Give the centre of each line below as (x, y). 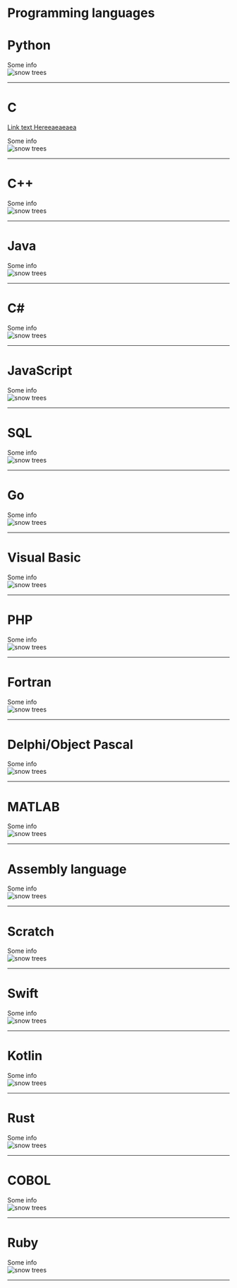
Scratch (31, 931)
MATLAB (34, 807)
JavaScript (40, 371)
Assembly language (67, 869)
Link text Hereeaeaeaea (42, 127)
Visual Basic (44, 557)
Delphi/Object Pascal (71, 744)
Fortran (29, 682)
